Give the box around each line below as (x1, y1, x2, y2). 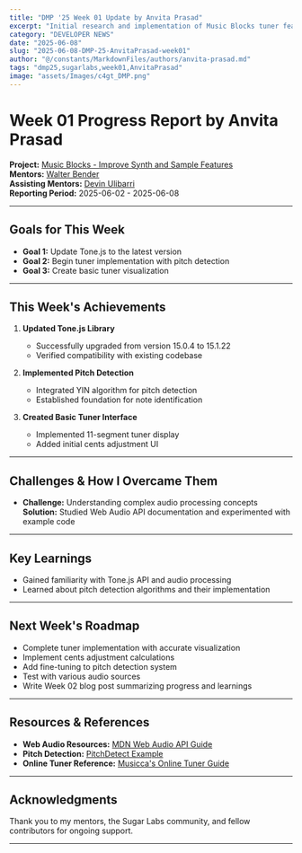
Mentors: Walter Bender (9, 168, 100, 180)
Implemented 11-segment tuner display (35, 429, 180, 440)
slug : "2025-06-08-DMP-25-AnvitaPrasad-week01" (9, 47, 191, 56)
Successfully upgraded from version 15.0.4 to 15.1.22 (35, 340, 231, 351)
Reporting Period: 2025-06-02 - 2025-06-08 (9, 188, 180, 198)
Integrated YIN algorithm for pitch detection (35, 385, 198, 396)
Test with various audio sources (22, 671, 141, 682)
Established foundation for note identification (35, 394, 203, 405)
